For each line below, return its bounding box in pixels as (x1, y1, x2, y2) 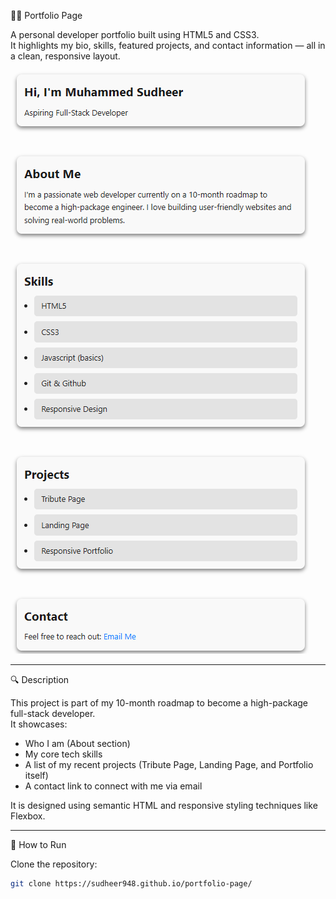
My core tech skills (24, 748, 103, 760)
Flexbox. (10, 810, 46, 822)
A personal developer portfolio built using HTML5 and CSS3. (10, 29, 260, 40)
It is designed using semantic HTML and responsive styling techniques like (10, 800, 318, 811)
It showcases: (10, 718, 68, 730)
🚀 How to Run (10, 839, 67, 850)
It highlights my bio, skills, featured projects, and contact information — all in (10, 40, 326, 51)
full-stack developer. (10, 708, 96, 719)
